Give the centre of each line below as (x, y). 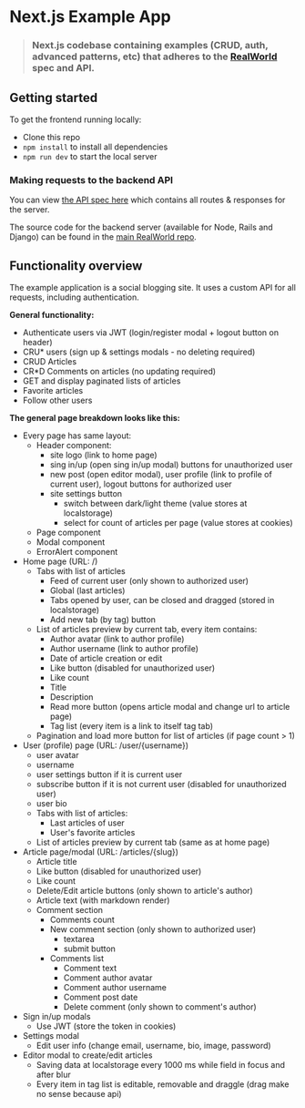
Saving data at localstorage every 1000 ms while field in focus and (160, 1065)
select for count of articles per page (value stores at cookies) (178, 523)
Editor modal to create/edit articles (87, 1055)
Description (71, 697)
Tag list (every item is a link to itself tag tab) (132, 726)
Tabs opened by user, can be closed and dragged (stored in (162, 600)
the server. (30, 210)
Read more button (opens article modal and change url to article (170, 707)
